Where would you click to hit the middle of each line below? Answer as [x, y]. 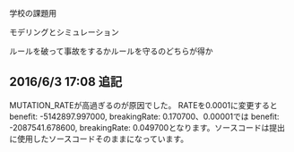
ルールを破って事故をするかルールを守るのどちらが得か [111, 51]
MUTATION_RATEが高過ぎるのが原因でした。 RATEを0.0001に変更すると [143, 105]
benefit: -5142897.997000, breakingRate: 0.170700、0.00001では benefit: [144, 116]
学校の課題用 [33, 13]
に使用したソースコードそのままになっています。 [99, 139]
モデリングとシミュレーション [64, 32]
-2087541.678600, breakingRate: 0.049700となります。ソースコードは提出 [147, 127]
